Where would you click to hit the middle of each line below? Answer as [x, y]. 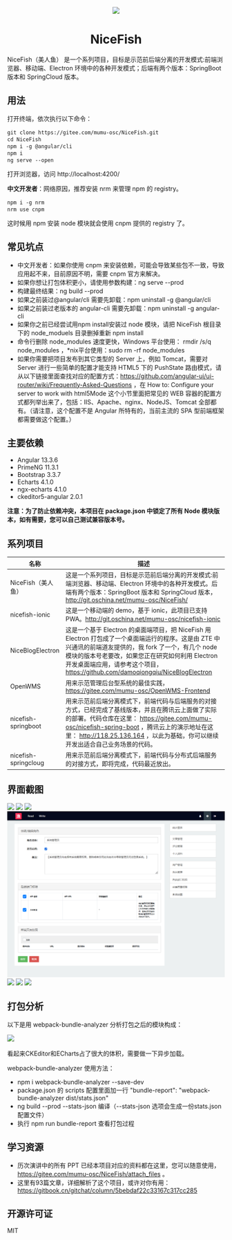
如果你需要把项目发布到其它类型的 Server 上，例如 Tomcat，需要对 [113, 359]
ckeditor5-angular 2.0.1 [50, 497]
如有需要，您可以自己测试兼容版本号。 [74, 520]
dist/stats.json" [87, 1098]
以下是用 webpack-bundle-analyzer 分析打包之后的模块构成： [95, 1024]
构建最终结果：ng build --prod [60, 291]
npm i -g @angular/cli [40, 146]
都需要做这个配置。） [46, 419]
